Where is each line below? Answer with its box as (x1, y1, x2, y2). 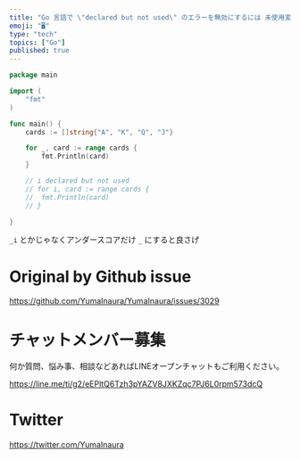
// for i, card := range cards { (25, 184, 150, 193)
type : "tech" (9, 29, 58, 38)
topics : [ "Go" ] (9, 37, 66, 47)
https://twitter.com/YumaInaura (9, 439, 125, 450)
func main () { (9, 119, 62, 128)
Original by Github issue (9, 266, 192, 286)
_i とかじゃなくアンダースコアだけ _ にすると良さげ (9, 234, 200, 245)
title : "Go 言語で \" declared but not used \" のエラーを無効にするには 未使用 (9, 12, 286, 22)
